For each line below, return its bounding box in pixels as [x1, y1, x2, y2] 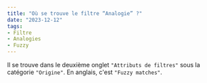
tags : [7, 23, 23, 29]
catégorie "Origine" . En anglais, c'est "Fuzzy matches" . [7, 68, 162, 76]
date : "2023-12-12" [7, 16, 63, 23]
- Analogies [7, 36, 41, 43]
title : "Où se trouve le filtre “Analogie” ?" [7, 10, 143, 17]
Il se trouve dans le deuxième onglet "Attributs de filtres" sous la [7, 61, 201, 69]
